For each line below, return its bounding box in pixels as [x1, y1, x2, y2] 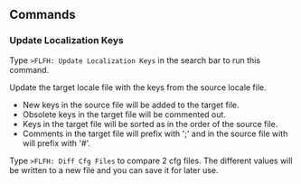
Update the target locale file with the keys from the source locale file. [9, 81, 267, 93]
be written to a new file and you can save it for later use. [9, 164, 219, 175]
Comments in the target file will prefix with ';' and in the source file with [22, 128, 288, 139]
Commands [9, 7, 77, 23]
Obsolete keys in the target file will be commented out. [22, 108, 226, 120]
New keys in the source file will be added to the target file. [22, 99, 240, 110]
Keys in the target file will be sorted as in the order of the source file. [22, 118, 278, 129]
